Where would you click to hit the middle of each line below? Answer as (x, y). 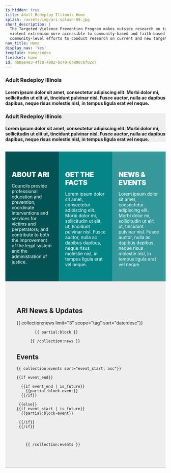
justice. (19, 262)
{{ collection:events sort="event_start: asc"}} (69, 369)
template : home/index (28, 53)
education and (27, 197)
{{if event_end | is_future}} (53, 387)
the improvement (30, 240)
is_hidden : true (22, 10)
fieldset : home (21, 57)
